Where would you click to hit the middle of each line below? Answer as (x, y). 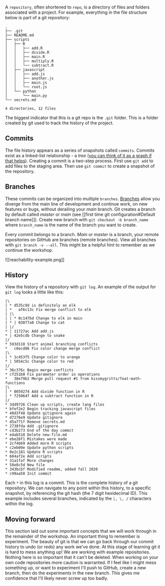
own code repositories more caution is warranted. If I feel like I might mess (81, 563)
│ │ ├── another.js (30, 78)
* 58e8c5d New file (25, 465)
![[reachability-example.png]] (35, 259)
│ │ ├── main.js (26, 83)
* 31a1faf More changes (30, 461)
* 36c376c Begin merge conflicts (39, 370)
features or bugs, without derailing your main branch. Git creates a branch (81, 209)
